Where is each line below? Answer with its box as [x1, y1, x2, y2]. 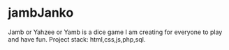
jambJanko [8, 5, 74, 21]
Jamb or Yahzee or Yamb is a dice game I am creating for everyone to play [8, 28, 223, 36]
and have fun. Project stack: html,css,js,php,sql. [8, 35, 146, 43]
